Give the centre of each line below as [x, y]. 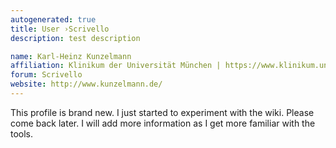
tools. [22, 133]
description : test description [75, 38]
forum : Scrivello [46, 75]
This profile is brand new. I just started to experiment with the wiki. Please [162, 112]
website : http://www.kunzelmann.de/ [86, 84]
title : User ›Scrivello [60, 29]
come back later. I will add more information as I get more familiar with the [163, 123]
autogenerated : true [53, 19]
